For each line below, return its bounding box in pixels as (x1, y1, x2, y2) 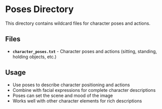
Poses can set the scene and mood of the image (12, 92, 113, 98)
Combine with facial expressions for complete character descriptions (12, 87, 156, 93)
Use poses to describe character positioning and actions (12, 82, 130, 88)
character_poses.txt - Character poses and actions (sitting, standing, (12, 48, 157, 54)
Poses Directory (5, 4, 74, 15)
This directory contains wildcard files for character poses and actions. (5, 20, 151, 26)
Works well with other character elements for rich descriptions (12, 97, 142, 104)
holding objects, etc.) (12, 53, 57, 60)
